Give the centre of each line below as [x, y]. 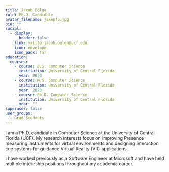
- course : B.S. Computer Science [50, 66]
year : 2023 [30, 90]
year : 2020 [30, 76]
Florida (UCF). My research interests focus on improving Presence [75, 138]
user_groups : [19, 114]
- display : [21, 33]
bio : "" [13, 24]
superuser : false [24, 109]
